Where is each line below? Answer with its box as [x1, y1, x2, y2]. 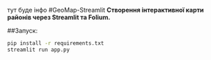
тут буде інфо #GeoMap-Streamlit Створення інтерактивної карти [7, 6, 204, 14]
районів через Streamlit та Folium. [7, 13, 111, 21]
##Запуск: [7, 27, 38, 34]
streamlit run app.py [7, 46, 70, 53]
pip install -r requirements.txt [7, 40, 104, 47]
